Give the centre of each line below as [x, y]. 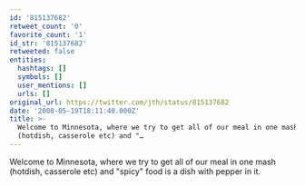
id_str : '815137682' [49, 43]
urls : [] [34, 93]
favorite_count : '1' [49, 34]
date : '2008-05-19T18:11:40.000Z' [75, 111]
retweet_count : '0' [46, 26]
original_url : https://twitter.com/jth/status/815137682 [119, 102]
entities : [28, 60]
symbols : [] [40, 77]
